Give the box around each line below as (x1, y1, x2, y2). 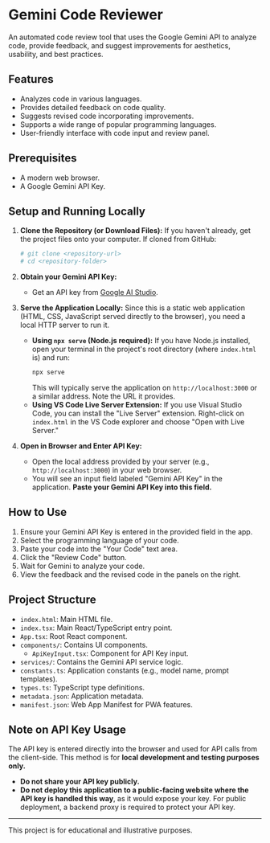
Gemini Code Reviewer (8, 6, 163, 24)
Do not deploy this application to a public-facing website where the (19, 785, 249, 795)
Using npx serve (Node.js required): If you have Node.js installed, (31, 336, 251, 346)
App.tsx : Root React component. (19, 631, 128, 640)
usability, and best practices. (8, 49, 104, 59)
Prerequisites (8, 151, 77, 166)
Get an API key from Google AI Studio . (31, 288, 158, 297)
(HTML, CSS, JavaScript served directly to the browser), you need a (19, 312, 246, 321)
